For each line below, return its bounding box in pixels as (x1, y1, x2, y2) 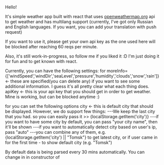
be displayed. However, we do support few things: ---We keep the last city (5, 108, 155, 114)
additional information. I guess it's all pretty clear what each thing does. (5, 83, 149, 89)
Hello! (5, 4, 17, 10)
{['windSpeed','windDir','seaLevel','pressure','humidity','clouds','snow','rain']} (5, 73, 160, 79)
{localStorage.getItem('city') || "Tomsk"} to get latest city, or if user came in (5, 134, 158, 140)
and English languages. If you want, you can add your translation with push (5, 24, 157, 30)
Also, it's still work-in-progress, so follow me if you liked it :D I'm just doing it (5, 53, 160, 59)
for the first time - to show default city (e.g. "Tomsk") (5, 140, 113, 145)
